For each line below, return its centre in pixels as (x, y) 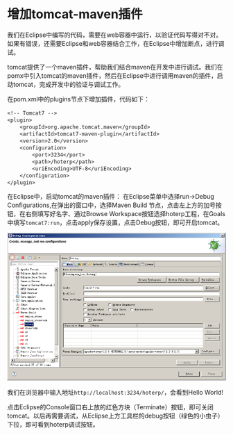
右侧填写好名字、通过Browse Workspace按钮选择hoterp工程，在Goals (126, 213)
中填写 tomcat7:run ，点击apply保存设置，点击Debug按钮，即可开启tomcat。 (115, 222)
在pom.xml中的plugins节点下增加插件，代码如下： (79, 99)
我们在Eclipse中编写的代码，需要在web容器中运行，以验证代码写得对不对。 (115, 35)
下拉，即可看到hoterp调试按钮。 (53, 425)
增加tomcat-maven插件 (75, 14)
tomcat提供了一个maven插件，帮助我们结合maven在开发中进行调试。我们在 (115, 67)
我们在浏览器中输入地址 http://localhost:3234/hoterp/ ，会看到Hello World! (115, 393)
